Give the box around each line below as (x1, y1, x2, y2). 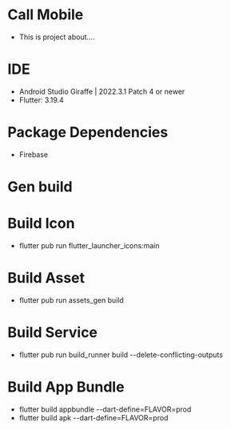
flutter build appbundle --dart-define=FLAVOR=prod (18, 404, 192, 414)
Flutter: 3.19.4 (18, 94, 65, 105)
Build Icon (7, 215, 75, 233)
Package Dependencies (7, 123, 169, 142)
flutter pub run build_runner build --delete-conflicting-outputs (18, 350, 223, 360)
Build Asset (7, 269, 86, 287)
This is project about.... (18, 32, 95, 42)
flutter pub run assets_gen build (18, 295, 125, 305)
